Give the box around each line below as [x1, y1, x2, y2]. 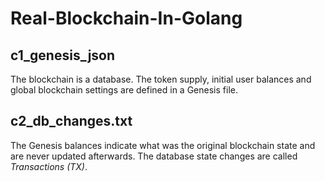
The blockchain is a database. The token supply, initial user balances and [10, 73, 312, 85]
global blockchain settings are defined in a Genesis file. [10, 84, 238, 96]
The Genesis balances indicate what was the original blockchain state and [10, 139, 316, 151]
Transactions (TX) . [10, 160, 88, 172]
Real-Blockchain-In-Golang [10, 7, 243, 30]
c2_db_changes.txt [10, 113, 133, 130]
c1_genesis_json [10, 47, 116, 64]
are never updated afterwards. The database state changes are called [10, 150, 298, 162]
